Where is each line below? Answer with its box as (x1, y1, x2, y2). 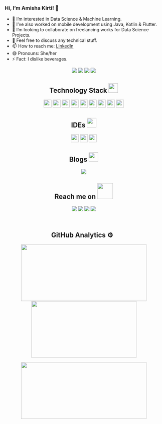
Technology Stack (49, 86, 107, 95)
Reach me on (54, 193, 96, 201)
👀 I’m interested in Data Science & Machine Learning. (12, 16, 122, 22)
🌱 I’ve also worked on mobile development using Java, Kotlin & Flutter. (12, 21, 157, 27)
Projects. (12, 32, 31, 38)
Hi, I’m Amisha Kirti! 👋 (5, 5, 59, 12)
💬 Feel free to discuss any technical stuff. (12, 37, 97, 43)
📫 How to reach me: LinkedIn (12, 43, 74, 49)
